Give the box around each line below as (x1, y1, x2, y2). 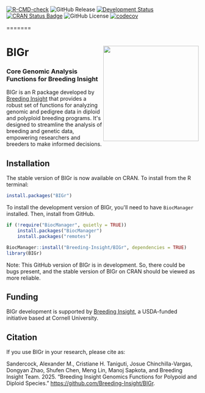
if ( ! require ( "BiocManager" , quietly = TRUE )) (6, 222, 127, 228)
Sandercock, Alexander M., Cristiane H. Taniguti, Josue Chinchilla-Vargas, (6, 360, 193, 367)
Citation (6, 332, 38, 342)
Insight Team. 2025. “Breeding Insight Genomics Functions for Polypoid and (6, 373, 197, 381)
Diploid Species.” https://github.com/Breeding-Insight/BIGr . (6, 380, 156, 387)
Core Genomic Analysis (6, 67, 78, 76)
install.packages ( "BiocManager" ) (17, 228, 103, 234)
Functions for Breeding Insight (6, 75, 99, 84)
